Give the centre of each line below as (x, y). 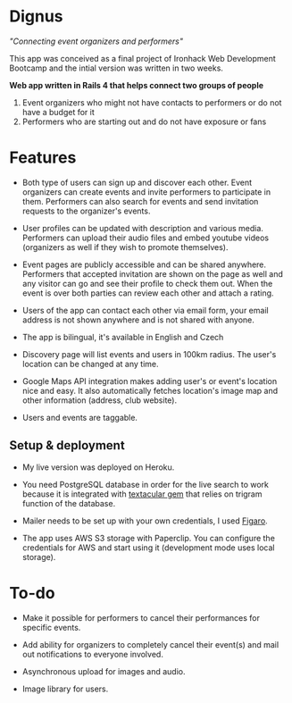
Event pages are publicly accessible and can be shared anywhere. (144, 264)
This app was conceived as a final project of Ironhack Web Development (143, 58)
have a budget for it (58, 112)
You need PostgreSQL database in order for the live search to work (146, 484)
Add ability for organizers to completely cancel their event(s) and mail (150, 644)
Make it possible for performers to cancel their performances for (141, 617)
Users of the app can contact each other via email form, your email (146, 310)
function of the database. (69, 503)
